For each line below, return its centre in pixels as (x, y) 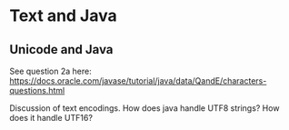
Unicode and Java (61, 50)
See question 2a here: (51, 71)
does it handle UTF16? (51, 118)
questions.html (37, 90)
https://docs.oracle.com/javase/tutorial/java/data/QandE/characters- (138, 81)
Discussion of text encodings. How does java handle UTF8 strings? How (144, 108)
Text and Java (64, 16)
